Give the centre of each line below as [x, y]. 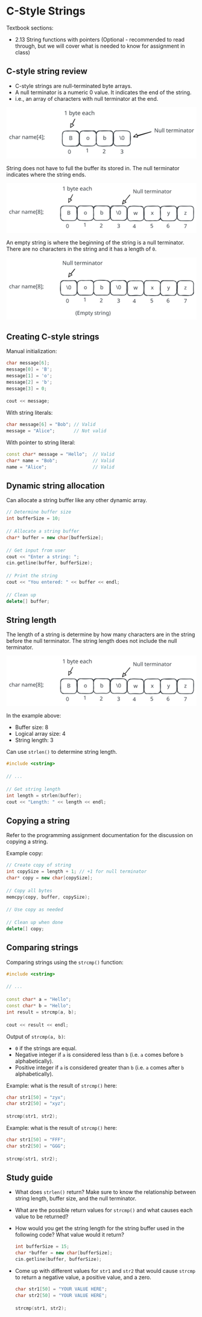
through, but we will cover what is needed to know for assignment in [100, 46]
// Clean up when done [35, 923]
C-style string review [47, 72]
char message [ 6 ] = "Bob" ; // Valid [51, 425]
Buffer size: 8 [32, 727]
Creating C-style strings [53, 336]
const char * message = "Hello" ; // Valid [60, 454]
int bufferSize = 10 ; [33, 518]
